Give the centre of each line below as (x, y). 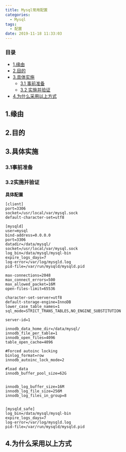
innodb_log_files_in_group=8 (36, 395)
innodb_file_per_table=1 (31, 333)
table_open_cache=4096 (29, 342)
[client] (14, 204)
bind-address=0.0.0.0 (28, 235)
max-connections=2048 (28, 275)
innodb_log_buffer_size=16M (35, 387)
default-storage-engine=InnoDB (38, 302)
